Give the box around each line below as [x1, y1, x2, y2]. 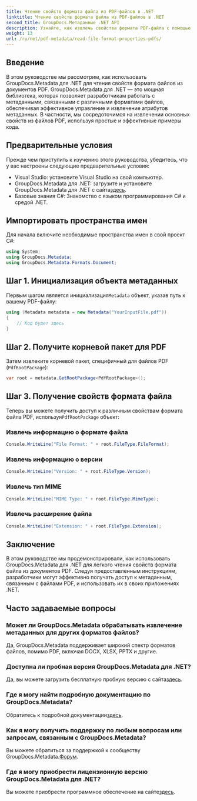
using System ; [6, 249, 41, 255]
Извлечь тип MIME [6, 483, 62, 491]
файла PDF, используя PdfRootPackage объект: [6, 413, 119, 420]
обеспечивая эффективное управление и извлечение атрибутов [6, 104, 168, 112]
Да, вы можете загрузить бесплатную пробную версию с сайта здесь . [6, 676, 183, 683]
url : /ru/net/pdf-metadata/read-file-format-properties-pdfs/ [6, 36, 162, 42]
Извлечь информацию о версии [6, 455, 103, 463]
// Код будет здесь [16, 320, 65, 326]
